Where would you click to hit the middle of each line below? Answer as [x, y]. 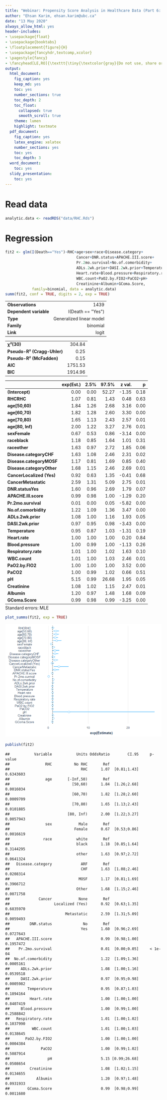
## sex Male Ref [58, 824]
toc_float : [25, 105]
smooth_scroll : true [40, 116]
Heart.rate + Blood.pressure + [105, 273]
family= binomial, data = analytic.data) [74, 289]
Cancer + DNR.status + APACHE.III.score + [115, 258]
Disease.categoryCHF [30, 454]
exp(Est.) [71, 385]
